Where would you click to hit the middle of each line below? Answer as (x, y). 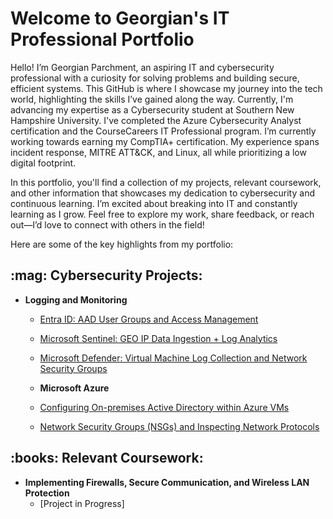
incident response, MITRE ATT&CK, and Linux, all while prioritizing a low (158, 152)
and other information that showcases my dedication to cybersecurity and (162, 193)
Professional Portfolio (102, 39)
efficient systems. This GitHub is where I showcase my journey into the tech (166, 88)
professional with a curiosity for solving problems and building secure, (155, 78)
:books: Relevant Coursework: (107, 458)
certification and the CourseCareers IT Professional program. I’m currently (163, 131)
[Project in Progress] (82, 503)
